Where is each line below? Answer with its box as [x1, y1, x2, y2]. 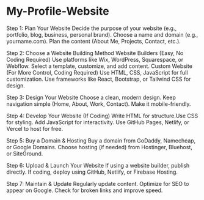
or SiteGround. [6, 150, 43, 157]
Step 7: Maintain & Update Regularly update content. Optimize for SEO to [6, 180, 189, 187]
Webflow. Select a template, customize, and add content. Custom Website [6, 62, 192, 70]
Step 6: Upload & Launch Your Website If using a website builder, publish [6, 161, 190, 169]
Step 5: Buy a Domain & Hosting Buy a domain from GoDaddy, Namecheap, [6, 136, 196, 144]
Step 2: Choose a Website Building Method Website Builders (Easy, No [6, 49, 184, 56]
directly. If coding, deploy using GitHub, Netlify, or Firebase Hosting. [6, 168, 178, 176]
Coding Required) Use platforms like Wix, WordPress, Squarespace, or [6, 56, 184, 63]
